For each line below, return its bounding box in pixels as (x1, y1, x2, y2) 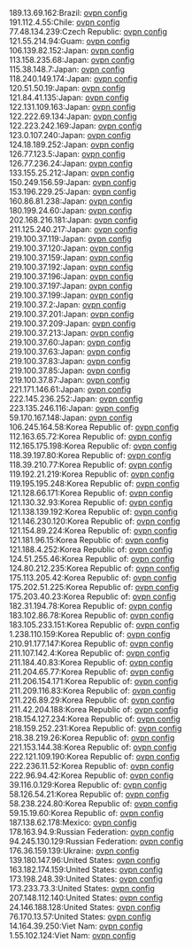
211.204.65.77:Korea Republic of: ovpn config (9, 666, 174, 677)
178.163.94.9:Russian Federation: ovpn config (9, 827, 174, 836)
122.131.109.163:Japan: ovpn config (9, 102, 136, 112)
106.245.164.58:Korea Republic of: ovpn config (9, 422, 180, 432)
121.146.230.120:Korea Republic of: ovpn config (9, 516, 180, 526)
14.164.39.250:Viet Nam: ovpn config (9, 921, 143, 931)
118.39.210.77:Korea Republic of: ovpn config (9, 460, 173, 470)
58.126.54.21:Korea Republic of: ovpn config (9, 789, 170, 799)
